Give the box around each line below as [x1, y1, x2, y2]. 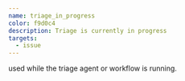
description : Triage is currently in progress [8, 26, 167, 34]
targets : [8, 34, 38, 43]
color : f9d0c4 [8, 19, 56, 27]
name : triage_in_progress [8, 11, 95, 20]
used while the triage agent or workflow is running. [8, 63, 177, 73]
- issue [15, 42, 42, 50]
